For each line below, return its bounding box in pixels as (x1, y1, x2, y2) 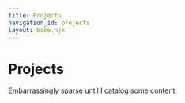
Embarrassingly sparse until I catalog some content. (8, 86, 178, 95)
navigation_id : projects (8, 19, 90, 27)
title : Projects (8, 11, 62, 20)
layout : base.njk (8, 26, 66, 34)
